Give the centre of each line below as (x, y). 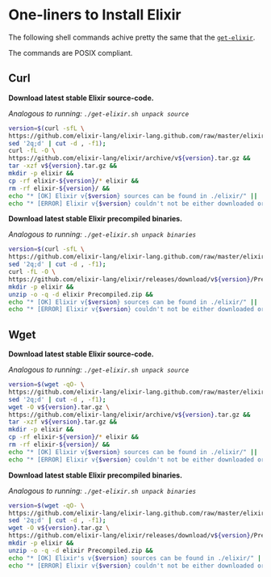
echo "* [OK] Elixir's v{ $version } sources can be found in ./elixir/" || (137, 558)
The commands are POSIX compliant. (71, 53)
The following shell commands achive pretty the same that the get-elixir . (132, 37)
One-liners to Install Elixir (95, 15)
